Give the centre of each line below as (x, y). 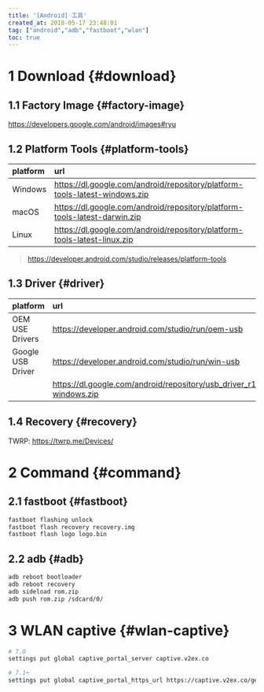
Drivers (26, 339)
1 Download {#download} (92, 76)
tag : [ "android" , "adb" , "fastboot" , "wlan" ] (79, 30)
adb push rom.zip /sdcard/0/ (56, 599)
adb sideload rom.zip (44, 591)
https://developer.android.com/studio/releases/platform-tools (127, 259)
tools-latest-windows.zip (101, 194)
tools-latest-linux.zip (93, 239)
